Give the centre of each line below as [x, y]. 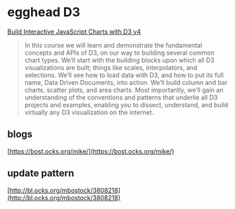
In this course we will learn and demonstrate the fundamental [113, 45]
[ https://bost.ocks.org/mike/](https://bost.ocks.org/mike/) [91, 151]
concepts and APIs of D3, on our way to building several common [119, 53]
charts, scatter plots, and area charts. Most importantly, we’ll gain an [124, 90]
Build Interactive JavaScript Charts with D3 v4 [74, 32]
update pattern [41, 174]
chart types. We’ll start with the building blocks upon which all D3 [119, 60]
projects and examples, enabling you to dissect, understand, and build [126, 104]
